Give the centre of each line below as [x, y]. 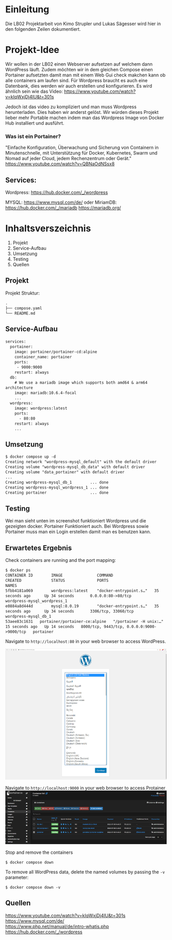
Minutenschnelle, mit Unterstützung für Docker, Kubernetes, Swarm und [81, 153]
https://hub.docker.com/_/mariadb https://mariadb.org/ [63, 208]
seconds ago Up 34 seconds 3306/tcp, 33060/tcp [70, 611]
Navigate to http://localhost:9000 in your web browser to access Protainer [85, 788]
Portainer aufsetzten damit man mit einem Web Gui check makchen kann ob [85, 75]
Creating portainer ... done [57, 493]
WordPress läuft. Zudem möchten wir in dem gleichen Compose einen [79, 69]
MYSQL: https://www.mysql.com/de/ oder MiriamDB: [61, 202]
